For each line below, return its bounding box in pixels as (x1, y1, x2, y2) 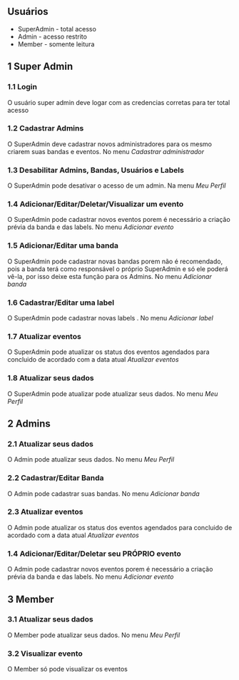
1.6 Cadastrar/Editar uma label (7, 298, 115, 308)
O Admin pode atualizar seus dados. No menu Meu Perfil (7, 455, 175, 464)
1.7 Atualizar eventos (7, 331, 82, 341)
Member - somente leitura (17, 39, 95, 49)
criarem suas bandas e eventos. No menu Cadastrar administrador (7, 147, 205, 156)
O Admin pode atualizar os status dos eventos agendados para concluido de (7, 523, 233, 532)
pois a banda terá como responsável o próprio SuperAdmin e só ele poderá (7, 264, 228, 273)
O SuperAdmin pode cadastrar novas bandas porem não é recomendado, (7, 257, 223, 265)
